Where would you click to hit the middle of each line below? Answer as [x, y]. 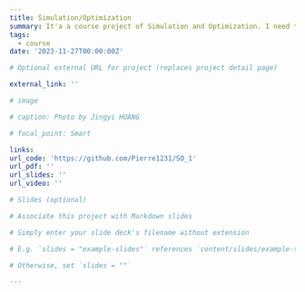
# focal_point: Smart [50, 133]
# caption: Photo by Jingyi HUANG [75, 117]
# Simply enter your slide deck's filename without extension [129, 232]
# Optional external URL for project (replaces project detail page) [144, 68]
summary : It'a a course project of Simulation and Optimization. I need [150, 26]
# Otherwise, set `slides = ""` [70, 265]
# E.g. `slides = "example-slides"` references [101, 249]
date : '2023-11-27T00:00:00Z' [67, 52]
